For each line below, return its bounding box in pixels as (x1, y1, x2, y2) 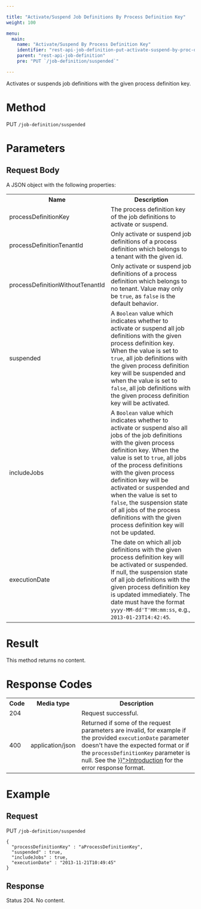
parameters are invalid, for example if (81, 726, 187, 734)
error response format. (81, 764, 145, 772)
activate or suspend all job (110, 324, 185, 332)
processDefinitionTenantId (9, 241, 84, 249)
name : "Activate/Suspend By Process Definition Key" (17, 41, 151, 48)
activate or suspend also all (110, 423, 188, 431)
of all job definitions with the (110, 575, 190, 583)
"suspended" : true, (11, 849, 63, 855)
